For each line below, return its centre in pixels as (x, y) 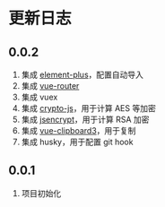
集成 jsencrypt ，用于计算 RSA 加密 (85, 119)
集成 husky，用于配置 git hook (77, 142)
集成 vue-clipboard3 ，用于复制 (78, 130)
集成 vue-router (50, 86)
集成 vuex (39, 97)
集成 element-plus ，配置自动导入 (82, 74)
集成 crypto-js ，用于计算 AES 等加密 (88, 108)
